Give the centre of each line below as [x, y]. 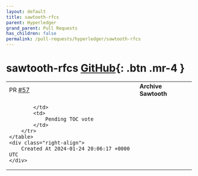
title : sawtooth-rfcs [33, 17]
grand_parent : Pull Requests [42, 28]
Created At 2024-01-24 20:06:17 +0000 [75, 149]
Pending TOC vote [70, 119]
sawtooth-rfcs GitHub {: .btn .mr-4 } [95, 68]
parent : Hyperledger [32, 22]
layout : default [26, 12]
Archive [151, 86]
